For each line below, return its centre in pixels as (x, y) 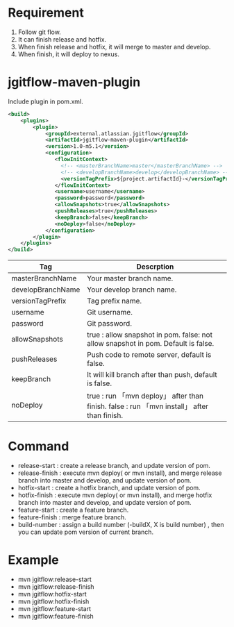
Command (39, 446)
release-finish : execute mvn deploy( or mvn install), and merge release (120, 473)
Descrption (155, 267)
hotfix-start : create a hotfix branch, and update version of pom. (109, 488)
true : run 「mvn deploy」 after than (145, 396)
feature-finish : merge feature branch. (72, 517)
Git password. (110, 324)
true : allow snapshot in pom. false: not (150, 335)
